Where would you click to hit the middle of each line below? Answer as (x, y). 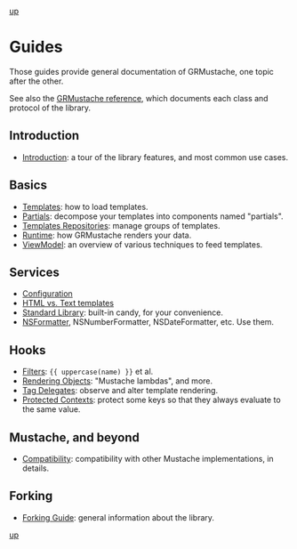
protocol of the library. (50, 108)
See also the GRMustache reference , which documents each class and (139, 98)
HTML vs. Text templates (68, 303)
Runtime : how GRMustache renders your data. (107, 235)
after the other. (36, 81)
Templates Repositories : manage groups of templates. (121, 225)
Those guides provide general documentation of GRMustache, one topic (141, 71)
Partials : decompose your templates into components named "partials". (153, 216)
